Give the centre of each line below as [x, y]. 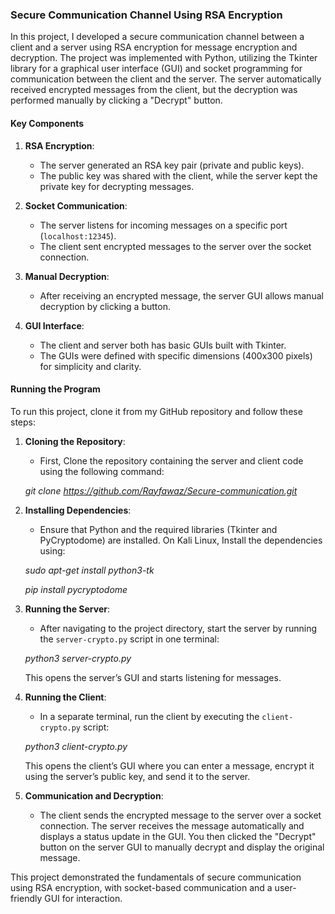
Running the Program [55, 389]
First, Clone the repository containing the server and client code [171, 460]
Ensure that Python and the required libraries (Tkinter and [158, 529]
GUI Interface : [54, 325]
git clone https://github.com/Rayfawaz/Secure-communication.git [161, 490]
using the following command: [102, 471]
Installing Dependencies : [78, 510]
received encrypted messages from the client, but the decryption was [154, 90]
